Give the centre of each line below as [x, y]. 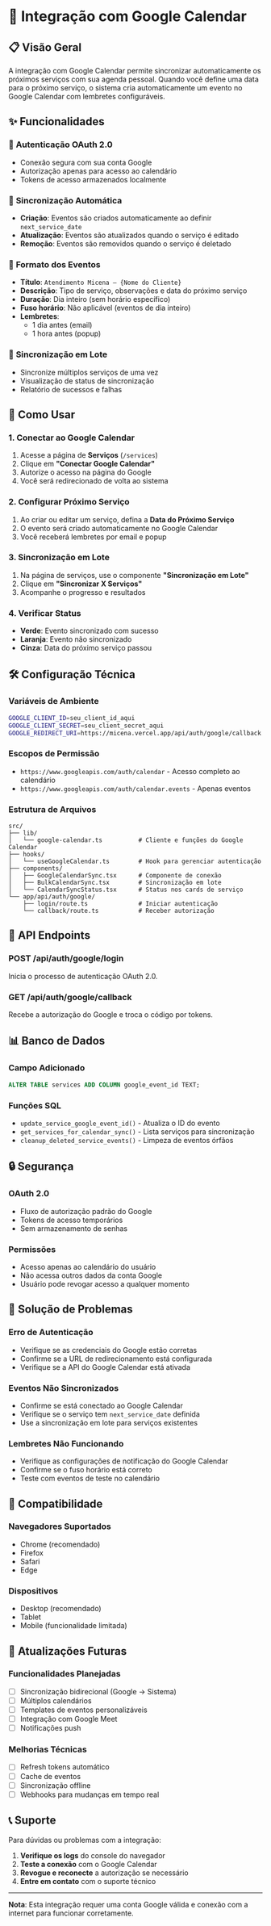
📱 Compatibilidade [56, 1503]
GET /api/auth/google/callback [70, 997]
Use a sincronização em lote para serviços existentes [109, 1422]
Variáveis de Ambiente [54, 701]
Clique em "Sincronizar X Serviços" [81, 584]
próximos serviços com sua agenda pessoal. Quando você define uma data [134, 79]
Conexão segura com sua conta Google [86, 162]
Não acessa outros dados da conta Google [91, 1275]
